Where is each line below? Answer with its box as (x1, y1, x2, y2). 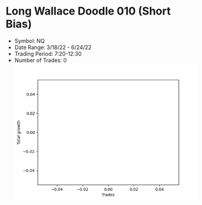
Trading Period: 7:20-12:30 (14, 50, 82, 57)
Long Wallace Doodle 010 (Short (5, 4, 171, 18)
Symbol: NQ (14, 37, 45, 44)
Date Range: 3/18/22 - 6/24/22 (14, 44, 92, 51)
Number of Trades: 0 (14, 56, 67, 64)
